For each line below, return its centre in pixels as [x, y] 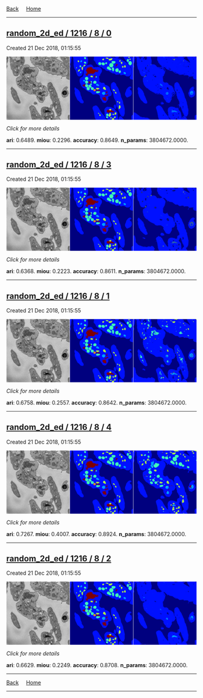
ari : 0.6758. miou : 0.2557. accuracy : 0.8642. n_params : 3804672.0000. [97, 402]
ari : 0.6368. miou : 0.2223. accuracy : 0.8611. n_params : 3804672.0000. [96, 271]
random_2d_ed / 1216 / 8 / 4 [59, 428]
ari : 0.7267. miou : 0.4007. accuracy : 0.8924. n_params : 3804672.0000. [96, 534]
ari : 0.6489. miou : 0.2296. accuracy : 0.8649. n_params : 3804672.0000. [97, 140]
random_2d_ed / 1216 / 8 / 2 [59, 558]
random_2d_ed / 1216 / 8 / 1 [58, 296]
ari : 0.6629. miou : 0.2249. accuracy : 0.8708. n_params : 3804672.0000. [97, 665]
